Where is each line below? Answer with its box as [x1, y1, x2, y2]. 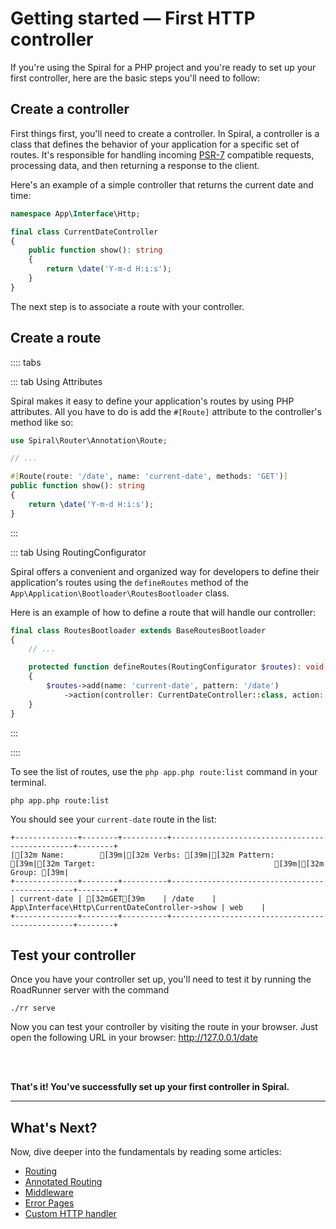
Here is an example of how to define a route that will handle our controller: [10, 606, 317, 618]
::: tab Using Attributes [10, 375, 103, 387]
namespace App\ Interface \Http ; [10, 208, 141, 219]
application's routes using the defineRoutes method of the [10, 576, 249, 588]
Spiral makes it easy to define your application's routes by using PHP [10, 395, 295, 407]
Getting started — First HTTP [10, 7, 256, 30]
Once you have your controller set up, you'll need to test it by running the [10, 973, 312, 986]
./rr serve [10, 1003, 56, 1014]
